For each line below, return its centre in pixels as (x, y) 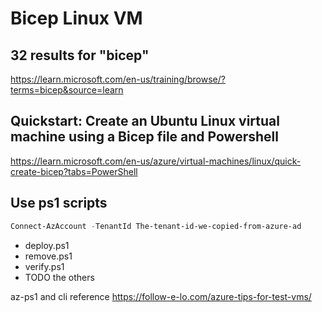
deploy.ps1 (47, 245)
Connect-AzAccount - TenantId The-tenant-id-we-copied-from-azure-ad (156, 226)
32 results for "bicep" (80, 55)
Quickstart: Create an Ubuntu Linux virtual (145, 121)
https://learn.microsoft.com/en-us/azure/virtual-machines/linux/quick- (156, 161)
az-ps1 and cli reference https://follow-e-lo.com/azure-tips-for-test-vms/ (161, 296)
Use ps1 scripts (59, 203)
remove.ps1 (48, 256)
